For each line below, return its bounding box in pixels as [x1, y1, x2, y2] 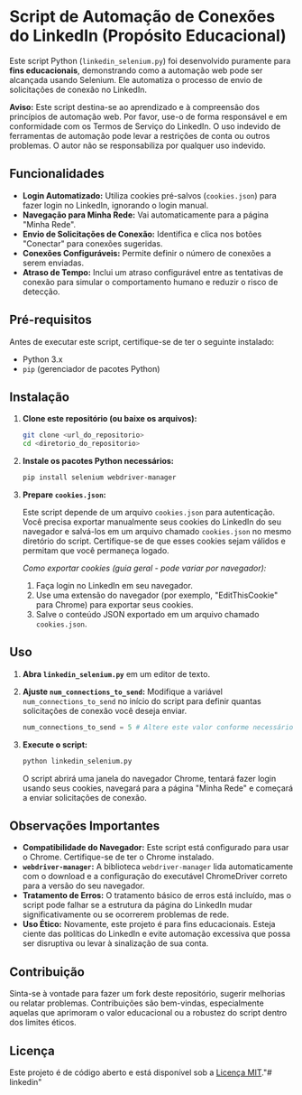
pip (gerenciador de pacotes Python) [22, 363, 160, 374]
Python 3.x [22, 354, 63, 365]
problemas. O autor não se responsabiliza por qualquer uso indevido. [9, 140, 266, 151]
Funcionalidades [9, 166, 105, 181]
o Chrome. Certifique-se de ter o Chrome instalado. [22, 851, 215, 863]
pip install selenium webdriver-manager [22, 473, 177, 482]
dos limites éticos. [9, 1017, 77, 1028]
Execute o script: [22, 738, 88, 750]
